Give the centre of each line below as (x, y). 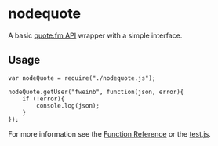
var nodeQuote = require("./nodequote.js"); (82, 78)
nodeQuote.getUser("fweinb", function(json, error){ (96, 92)
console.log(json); (68, 106)
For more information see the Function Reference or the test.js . (110, 133)
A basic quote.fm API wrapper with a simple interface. (95, 35)
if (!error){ (44, 99)
